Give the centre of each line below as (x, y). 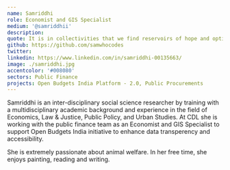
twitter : (20, 52)
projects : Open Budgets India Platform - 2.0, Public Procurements (105, 83)
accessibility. (26, 139)
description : (26, 32)
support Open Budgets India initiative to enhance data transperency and (109, 132)
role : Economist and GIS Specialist (59, 20)
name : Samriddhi (30, 13)
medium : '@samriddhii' (39, 26)
